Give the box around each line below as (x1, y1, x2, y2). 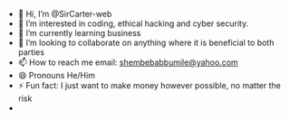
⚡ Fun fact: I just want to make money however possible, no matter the (17, 80, 281, 90)
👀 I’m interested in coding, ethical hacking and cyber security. (17, 18, 249, 29)
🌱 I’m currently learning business (17, 28, 141, 38)
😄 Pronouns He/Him (17, 70, 95, 80)
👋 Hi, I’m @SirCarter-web (17, 9, 112, 19)
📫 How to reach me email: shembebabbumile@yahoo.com (17, 57, 238, 68)
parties (17, 47, 45, 58)
